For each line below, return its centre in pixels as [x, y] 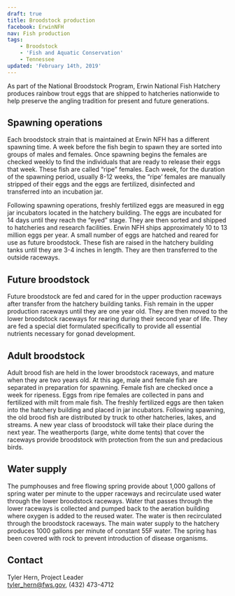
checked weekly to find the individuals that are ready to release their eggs [114, 162]
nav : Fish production [39, 33]
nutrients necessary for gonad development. [71, 334]
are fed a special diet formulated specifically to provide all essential [104, 326]
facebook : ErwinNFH [36, 27]
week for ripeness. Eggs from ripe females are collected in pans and [106, 395]
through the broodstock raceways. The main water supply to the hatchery [113, 523]
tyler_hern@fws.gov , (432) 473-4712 [60, 584]
